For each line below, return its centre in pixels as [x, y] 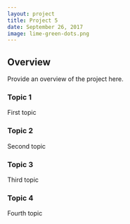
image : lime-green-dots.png [48, 33]
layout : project [31, 14]
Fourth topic [25, 213]
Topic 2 [20, 131]
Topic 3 [20, 164]
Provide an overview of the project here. [66, 79]
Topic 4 [20, 198]
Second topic [27, 146]
